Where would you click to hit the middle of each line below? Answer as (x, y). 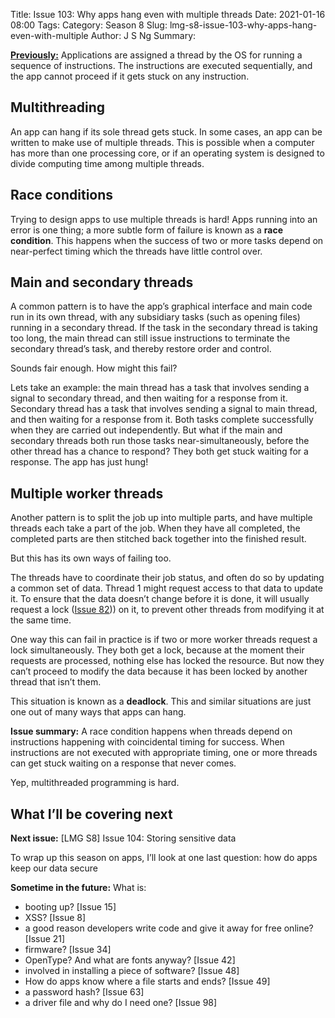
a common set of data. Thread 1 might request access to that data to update (166, 588)
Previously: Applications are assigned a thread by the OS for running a (156, 55)
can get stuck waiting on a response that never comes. (123, 763)
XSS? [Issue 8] (55, 918)
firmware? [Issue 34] (68, 950)
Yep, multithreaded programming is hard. (95, 783)
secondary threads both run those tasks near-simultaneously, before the (160, 441)
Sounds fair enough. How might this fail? (94, 368)
